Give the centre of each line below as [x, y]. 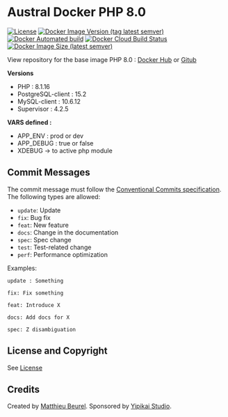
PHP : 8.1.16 [34, 86]
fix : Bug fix [34, 217]
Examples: [22, 268]
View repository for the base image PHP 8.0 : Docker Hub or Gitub [102, 59]
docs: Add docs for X [39, 317]
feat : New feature [43, 225]
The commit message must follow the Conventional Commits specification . [114, 189]
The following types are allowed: [54, 196]
